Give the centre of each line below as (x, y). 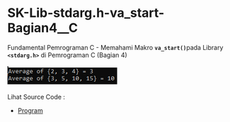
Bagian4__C (42, 28)
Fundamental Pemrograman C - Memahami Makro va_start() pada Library (115, 47)
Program (30, 110)
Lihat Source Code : (36, 97)
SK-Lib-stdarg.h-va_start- (86, 13)
